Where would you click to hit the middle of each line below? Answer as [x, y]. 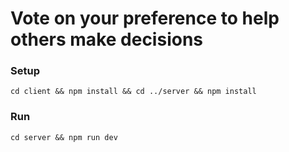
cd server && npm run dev [64, 137]
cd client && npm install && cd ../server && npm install [133, 92]
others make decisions [106, 39]
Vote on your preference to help [145, 18]
